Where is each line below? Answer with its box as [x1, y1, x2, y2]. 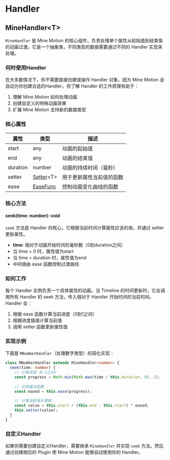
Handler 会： [5, 300, 32, 306]
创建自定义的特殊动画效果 [12, 100, 67, 106]
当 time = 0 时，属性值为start [12, 248, 74, 254]
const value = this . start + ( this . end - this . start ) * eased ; [14, 403, 149, 408]
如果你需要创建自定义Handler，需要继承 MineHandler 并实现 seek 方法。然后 [5, 443, 164, 449]
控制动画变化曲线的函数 [62, 183, 119, 190]
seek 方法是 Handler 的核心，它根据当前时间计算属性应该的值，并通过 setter [5, 225, 164, 231]
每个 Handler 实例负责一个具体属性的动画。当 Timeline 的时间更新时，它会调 [5, 287, 165, 293]
